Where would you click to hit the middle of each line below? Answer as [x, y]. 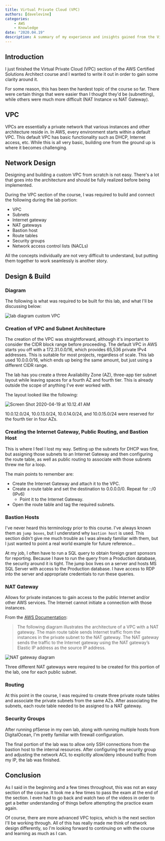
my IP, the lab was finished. [33, 760]
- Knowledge [26, 28]
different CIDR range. [27, 365]
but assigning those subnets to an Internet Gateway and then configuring [79, 454]
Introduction [25, 57]
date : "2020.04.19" [25, 32]
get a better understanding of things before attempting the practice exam [79, 803]
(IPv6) [18, 494]
